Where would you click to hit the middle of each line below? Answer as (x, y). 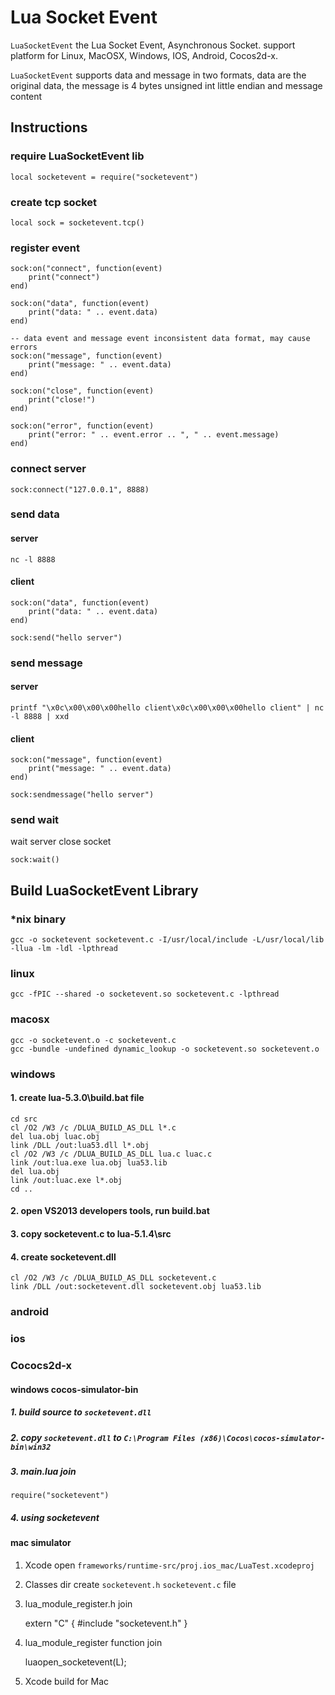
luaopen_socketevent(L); (75, 1662)
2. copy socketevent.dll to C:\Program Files (103, 1437)
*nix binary (38, 919)
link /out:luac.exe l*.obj (66, 1180)
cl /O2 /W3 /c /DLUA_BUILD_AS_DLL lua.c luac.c (111, 1154)
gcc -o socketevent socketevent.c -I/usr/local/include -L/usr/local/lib (167, 940)
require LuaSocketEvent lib (77, 156)
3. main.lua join (43, 1471)
